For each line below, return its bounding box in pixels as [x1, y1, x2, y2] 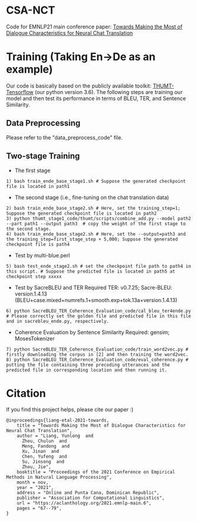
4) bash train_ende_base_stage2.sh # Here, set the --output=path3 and [6, 231, 186, 237]
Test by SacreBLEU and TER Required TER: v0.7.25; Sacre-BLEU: [14, 284, 173, 291]
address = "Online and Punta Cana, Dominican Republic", [17, 490, 160, 496]
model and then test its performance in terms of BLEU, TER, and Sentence [6, 95, 186, 102]
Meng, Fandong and [21, 443, 70, 449]
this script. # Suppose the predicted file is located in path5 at [6, 268, 176, 274]
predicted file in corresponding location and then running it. [6, 367, 168, 373]
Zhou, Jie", [21, 464, 51, 470]
